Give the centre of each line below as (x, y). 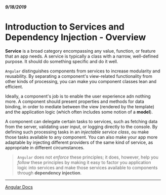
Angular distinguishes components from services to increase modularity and (83, 71)
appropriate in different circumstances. (45, 147)
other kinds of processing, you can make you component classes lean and (81, 81)
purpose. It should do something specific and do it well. (62, 61)
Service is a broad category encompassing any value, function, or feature (80, 51)
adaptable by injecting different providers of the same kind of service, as (79, 142)
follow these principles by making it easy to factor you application (84, 162)
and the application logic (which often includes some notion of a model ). (79, 112)
